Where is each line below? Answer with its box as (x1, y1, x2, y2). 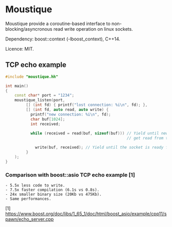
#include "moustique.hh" (5, 74, 58, 79)
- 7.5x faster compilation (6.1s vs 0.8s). (5, 187, 100, 192)
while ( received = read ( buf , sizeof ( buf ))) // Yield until (30, 131, 159, 136)
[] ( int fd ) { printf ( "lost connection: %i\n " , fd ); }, (26, 102, 148, 108)
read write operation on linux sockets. (53, 26, 133, 32)
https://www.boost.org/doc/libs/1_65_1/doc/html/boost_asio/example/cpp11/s (5, 211, 167, 217)
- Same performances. (5, 196, 52, 201)
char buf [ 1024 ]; (30, 117, 66, 122)
